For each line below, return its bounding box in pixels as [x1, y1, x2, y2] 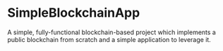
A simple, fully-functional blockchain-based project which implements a [7, 28, 217, 36]
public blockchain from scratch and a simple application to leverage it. [7, 35, 212, 43]
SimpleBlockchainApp [7, 5, 140, 21]
